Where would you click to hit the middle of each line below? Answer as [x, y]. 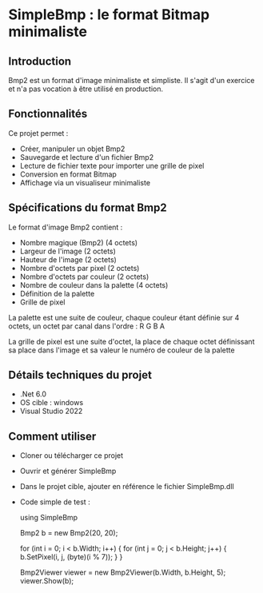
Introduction [40, 61]
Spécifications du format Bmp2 [88, 208]
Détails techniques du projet [80, 375]
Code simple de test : [55, 502]
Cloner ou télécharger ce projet [72, 456]
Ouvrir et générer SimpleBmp [68, 471]
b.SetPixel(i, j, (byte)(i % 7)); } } [71, 557]
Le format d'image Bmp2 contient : [66, 227]
